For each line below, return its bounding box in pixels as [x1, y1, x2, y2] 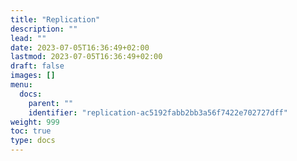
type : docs [10, 136, 56, 146]
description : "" [10, 24, 78, 34]
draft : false [10, 61, 65, 71]
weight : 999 [10, 117, 60, 127]
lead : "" [10, 33, 47, 43]
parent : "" [28, 98, 74, 108]
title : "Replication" [10, 14, 101, 25]
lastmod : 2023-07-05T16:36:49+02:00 [10, 52, 163, 62]
